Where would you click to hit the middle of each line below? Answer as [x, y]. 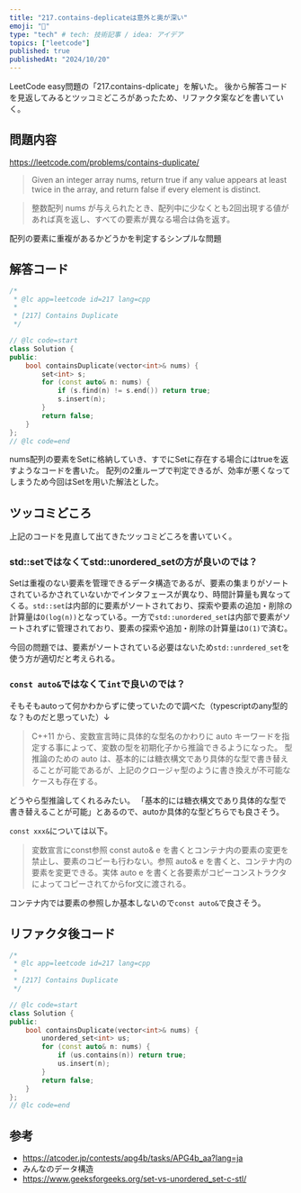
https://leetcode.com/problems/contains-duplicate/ [104, 162]
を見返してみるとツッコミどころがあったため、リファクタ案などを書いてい [147, 97]
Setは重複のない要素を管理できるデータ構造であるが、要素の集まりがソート [149, 583]
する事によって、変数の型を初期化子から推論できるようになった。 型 [166, 747]
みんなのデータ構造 [58, 1169]
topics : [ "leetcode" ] [50, 43]
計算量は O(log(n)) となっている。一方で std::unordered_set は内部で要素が [146, 617]
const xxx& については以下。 [61, 831]
